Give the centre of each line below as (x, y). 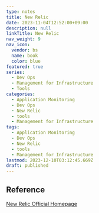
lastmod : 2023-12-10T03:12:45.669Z (50, 160)
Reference (26, 190)
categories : (21, 94)
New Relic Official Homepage (42, 204)
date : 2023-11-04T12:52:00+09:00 (47, 22)
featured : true (25, 67)
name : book (25, 56)
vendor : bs (25, 50)
